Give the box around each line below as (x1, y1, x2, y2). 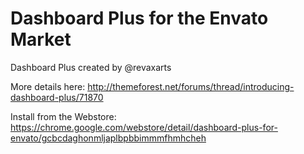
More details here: (10, 80, 86, 92)
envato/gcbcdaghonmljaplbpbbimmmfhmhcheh (10, 132, 207, 144)
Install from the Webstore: (10, 110, 117, 122)
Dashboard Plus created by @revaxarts (10, 61, 172, 73)
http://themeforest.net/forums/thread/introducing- (87, 80, 295, 92)
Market (10, 28, 72, 51)
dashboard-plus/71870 (10, 91, 104, 103)
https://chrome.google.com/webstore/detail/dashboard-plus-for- (10, 121, 278, 133)
